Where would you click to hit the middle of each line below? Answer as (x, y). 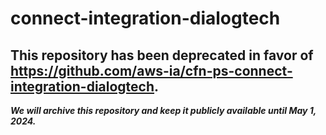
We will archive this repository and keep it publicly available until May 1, (163, 110)
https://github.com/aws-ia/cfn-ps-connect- (151, 70)
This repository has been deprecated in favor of (162, 55)
